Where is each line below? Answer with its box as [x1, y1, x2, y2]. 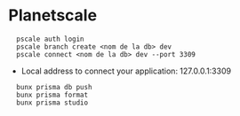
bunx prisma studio [16, 98, 89, 107]
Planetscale [8, 5, 98, 26]
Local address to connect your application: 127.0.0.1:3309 [20, 66, 232, 76]
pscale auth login [16, 35, 85, 43]
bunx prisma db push [16, 82, 92, 91]
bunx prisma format [16, 90, 89, 99]
